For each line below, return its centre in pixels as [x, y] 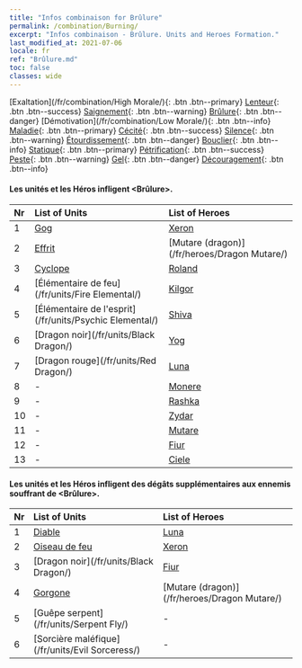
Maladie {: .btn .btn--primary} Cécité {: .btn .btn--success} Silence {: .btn [142, 130]
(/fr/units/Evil [61, 650]
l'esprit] [120, 308]
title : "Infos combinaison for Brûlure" [86, 18]
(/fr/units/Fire [63, 294]
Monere [185, 386]
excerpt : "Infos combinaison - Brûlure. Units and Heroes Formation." [144, 34]
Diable [47, 532]
